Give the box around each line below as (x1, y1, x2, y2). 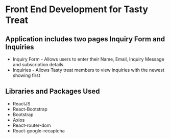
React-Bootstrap (12, 106, 47, 112)
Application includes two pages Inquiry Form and (5, 35, 165, 43)
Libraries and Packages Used (5, 87, 100, 96)
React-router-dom (12, 122, 51, 128)
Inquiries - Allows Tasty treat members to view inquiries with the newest (12, 67, 164, 73)
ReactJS (12, 100, 31, 106)
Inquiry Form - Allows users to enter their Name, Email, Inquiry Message (12, 56, 164, 62)
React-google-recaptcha (12, 127, 65, 133)
